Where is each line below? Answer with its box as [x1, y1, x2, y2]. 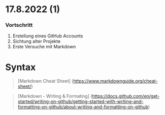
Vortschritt [5, 22, 33, 29]
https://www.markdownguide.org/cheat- [73, 78, 158, 84]
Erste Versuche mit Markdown [12, 44, 76, 50]
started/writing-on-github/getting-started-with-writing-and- [17, 98, 144, 104]
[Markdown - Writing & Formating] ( [17, 93, 92, 99]
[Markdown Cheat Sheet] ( [17, 78, 74, 84]
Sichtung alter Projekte [12, 38, 61, 44]
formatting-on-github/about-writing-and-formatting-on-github [17, 104, 149, 110]
